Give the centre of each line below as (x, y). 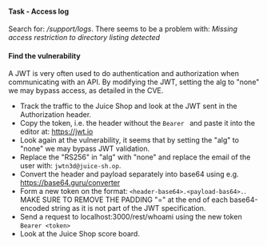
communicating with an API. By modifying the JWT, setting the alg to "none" (134, 82)
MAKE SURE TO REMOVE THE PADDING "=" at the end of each (124, 200)
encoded (34, 208)
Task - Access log (39, 11)
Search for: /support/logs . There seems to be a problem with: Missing (123, 29)
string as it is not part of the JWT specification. (128, 208)
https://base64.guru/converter (70, 183)
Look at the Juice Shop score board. (80, 234)
